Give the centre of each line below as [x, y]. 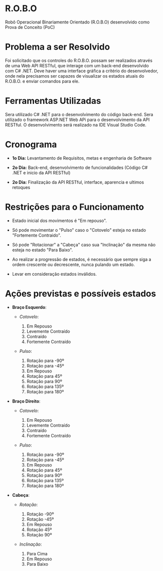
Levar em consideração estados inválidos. [54, 274]
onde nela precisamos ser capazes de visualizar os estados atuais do [75, 76]
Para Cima [37, 553]
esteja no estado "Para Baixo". [42, 250]
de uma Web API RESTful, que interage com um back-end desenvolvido [77, 65]
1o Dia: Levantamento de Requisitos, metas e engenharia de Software [82, 158]
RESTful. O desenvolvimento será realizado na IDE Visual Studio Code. [76, 124]
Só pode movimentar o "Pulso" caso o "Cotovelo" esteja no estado [79, 230]
